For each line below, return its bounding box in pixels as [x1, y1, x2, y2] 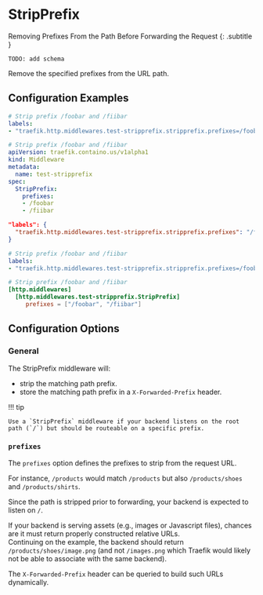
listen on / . [8, 505, 43, 515]
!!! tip [8, 402, 25, 411]
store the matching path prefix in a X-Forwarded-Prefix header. [19, 387, 222, 396]
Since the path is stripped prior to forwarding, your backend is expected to [8, 497, 249, 506]
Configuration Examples [8, 92, 129, 105]
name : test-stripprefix [15, 170, 92, 178]
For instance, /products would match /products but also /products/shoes [8, 473, 243, 483]
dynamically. [8, 577, 49, 586]
